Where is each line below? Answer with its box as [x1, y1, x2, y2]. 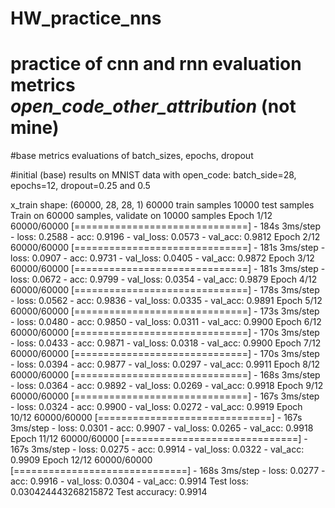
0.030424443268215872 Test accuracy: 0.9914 [10, 486, 208, 498]
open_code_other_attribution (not [10, 95, 297, 118]
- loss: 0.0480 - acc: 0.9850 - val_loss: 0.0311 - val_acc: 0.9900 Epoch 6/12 [10, 316, 322, 328]
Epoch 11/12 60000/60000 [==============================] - [10, 433, 308, 445]
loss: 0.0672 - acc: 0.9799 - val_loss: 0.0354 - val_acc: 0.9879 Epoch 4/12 [10, 273, 318, 286]
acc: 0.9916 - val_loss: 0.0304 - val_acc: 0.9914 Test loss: [10, 475, 249, 487]
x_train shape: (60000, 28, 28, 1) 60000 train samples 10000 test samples [10, 199, 315, 211]
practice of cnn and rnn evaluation [10, 53, 302, 76]
